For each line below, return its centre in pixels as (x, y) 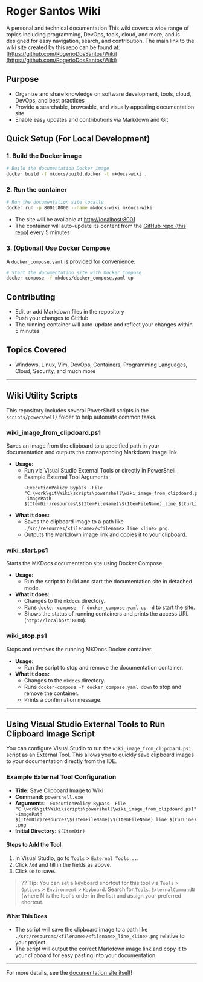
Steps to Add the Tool (34, 845)
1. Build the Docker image (44, 156)
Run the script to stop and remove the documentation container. (104, 667)
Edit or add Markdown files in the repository (70, 312)
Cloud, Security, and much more (55, 371)
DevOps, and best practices (50, 100)
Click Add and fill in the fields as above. (63, 864)
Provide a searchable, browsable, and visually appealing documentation (105, 107)
